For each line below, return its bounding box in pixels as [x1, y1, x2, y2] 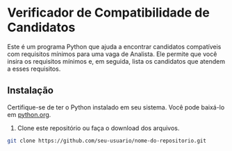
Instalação [7, 85, 54, 96]
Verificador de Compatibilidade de [7, 5, 210, 21]
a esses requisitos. [7, 64, 61, 73]
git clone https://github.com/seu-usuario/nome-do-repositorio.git [7, 137, 207, 144]
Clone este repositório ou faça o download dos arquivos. [17, 123, 180, 132]
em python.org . [7, 110, 51, 118]
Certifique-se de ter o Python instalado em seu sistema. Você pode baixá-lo [7, 103, 225, 112]
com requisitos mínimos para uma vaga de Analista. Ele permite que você [7, 50, 217, 58]
